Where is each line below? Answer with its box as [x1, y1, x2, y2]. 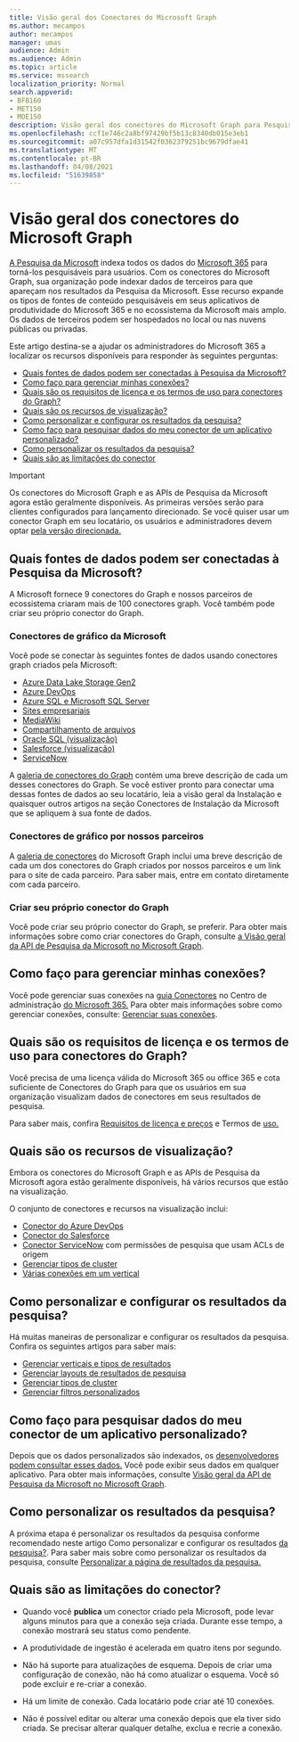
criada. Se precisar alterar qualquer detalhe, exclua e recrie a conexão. [21, 1722, 283, 1733]
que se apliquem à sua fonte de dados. [9, 808, 152, 818]
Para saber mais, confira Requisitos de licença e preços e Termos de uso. [9, 1118, 279, 1129]
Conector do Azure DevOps [21, 1220, 125, 1231]
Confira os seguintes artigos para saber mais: [9, 1341, 176, 1352]
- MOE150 [9, 112, 42, 121]
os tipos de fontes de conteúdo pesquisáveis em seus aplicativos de [9, 295, 260, 306]
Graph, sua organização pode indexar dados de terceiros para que [9, 276, 254, 287]
